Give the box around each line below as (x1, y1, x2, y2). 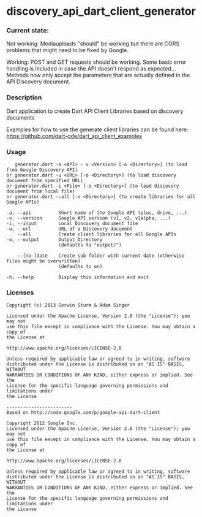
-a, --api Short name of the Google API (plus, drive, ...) (6, 210, 188, 216)
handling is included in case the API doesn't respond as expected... (6, 65, 176, 72)
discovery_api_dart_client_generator (6, 4, 196, 18)
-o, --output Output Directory (6, 237, 103, 243)
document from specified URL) (6, 178, 84, 184)
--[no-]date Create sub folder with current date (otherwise (17, 253, 185, 259)
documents (6, 113, 35, 121)
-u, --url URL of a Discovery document (6, 226, 133, 232)
